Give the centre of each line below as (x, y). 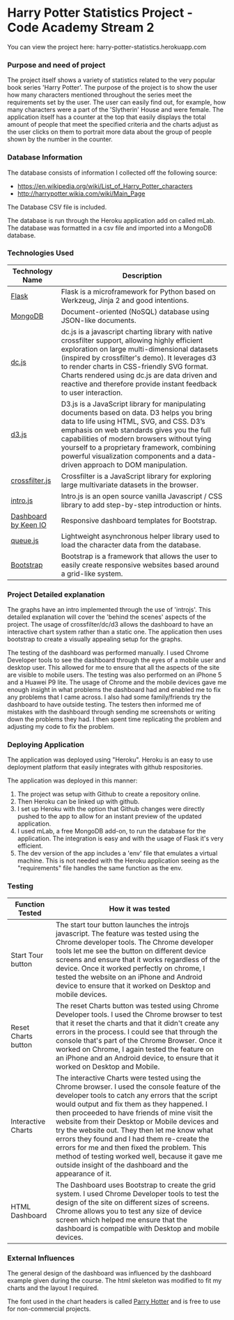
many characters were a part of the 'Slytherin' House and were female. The (116, 110)
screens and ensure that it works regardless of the (138, 959)
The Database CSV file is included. (57, 207)
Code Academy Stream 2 (81, 28)
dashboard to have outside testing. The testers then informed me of (104, 705)
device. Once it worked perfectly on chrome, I (130, 968)
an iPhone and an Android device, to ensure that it (137, 1058)
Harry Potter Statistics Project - (100, 13)
